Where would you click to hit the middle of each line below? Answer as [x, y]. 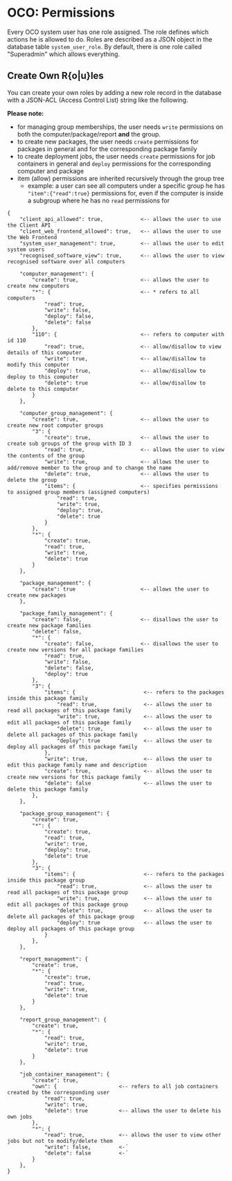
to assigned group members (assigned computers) [79, 492]
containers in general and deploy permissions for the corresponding [114, 164]
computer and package [51, 170]
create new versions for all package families [75, 649]
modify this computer [38, 365]
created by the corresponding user [59, 1092]
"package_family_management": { [66, 613]
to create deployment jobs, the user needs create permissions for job [116, 156]
